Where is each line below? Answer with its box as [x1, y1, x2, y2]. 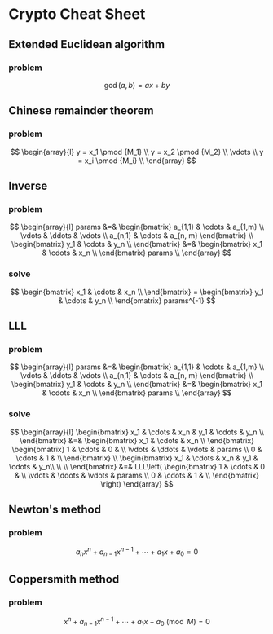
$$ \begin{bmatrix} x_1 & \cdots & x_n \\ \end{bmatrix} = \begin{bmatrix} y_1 [10, 287, 264, 297]
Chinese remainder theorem [8, 103, 154, 118]
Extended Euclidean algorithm [8, 37, 165, 51]
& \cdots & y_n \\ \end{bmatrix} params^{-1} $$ [58, 295, 216, 306]
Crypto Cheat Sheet [8, 5, 146, 24]
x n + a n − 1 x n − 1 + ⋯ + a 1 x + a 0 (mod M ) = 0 [64, 615, 210, 628]
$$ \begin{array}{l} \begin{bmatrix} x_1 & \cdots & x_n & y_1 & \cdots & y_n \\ [9, 427, 265, 437]
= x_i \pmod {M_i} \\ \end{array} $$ [77, 156, 196, 165]
